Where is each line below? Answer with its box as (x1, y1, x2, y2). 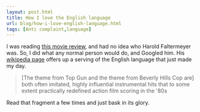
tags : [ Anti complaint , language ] (6, 26, 92, 32)
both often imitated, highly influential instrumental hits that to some (21, 81, 190, 88)
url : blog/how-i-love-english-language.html (6, 20, 122, 26)
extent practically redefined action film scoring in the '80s (21, 87, 168, 95)
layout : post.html (6, 9, 53, 15)
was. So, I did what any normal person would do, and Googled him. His (6, 50, 185, 57)
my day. (6, 62, 26, 70)
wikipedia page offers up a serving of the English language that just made (6, 56, 192, 63)
